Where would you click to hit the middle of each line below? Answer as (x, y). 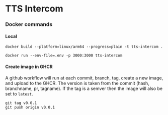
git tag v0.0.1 (21, 103)
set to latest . (19, 93)
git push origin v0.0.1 (30, 107)
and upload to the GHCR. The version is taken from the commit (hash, (77, 83)
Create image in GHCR (29, 66)
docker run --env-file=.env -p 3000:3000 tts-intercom (64, 55)
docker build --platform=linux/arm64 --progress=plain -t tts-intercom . (84, 47)
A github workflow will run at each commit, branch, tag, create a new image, (84, 77)
